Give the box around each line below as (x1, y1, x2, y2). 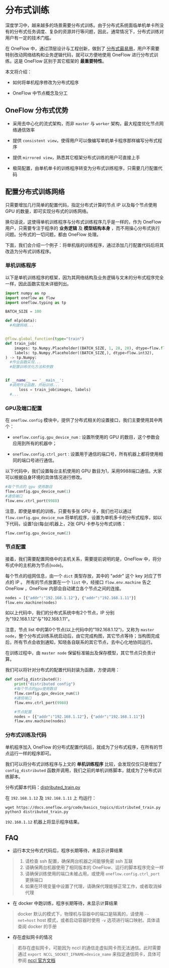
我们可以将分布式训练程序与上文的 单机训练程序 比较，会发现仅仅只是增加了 (5, 761, 162, 767)
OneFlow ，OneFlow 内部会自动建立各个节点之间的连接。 (5, 585, 124, 591)
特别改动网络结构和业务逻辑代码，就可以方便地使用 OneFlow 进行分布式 (5, 51, 154, 58)
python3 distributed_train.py (5, 809, 69, 814)
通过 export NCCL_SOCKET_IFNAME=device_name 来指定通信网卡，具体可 (17, 951, 161, 957)
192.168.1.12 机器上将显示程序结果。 (5, 819, 82, 825)
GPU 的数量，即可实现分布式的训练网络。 (5, 208, 91, 214)
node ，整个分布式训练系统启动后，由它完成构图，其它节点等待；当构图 (5, 633, 151, 639)
